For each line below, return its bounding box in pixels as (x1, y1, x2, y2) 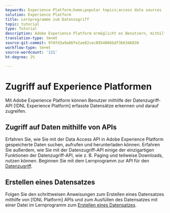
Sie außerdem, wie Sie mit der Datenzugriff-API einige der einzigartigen (5, 147, 154, 153)
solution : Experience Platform (5, 12, 71, 17)
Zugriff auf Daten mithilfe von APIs (5, 122, 117, 132)
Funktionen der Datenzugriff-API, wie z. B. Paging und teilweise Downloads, (5, 152, 163, 158)
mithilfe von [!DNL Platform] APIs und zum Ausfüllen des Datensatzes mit (5, 196, 158, 202)
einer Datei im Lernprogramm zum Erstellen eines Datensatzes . (5, 202, 137, 208)
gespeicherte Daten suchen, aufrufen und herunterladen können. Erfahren (5, 142, 160, 148)
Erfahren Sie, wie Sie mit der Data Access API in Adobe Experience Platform (5, 136, 164, 142)
